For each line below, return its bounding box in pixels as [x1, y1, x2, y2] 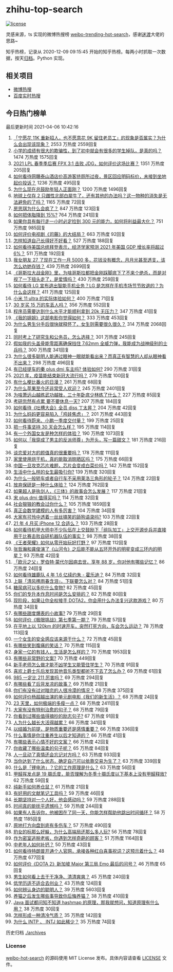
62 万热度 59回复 [13, 777, 50, 783]
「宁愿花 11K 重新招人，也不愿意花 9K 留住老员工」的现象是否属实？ [13, 135, 157, 141]
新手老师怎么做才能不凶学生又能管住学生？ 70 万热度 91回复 [13, 662, 140, 668]
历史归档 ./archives [6, 929, 46, 936]
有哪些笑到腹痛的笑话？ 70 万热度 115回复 [13, 642, 101, 648]
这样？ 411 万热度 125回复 [27, 289, 81, 295]
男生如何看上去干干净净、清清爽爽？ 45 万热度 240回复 [13, 873, 130, 879]
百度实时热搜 [13, 93, 41, 99]
